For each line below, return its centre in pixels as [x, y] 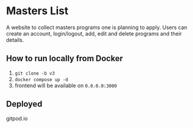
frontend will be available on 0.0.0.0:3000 [66, 85]
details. [15, 40]
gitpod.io [17, 118]
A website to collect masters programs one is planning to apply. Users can [97, 27]
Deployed [24, 104]
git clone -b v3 [35, 73]
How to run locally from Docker [65, 58]
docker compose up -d [41, 79]
